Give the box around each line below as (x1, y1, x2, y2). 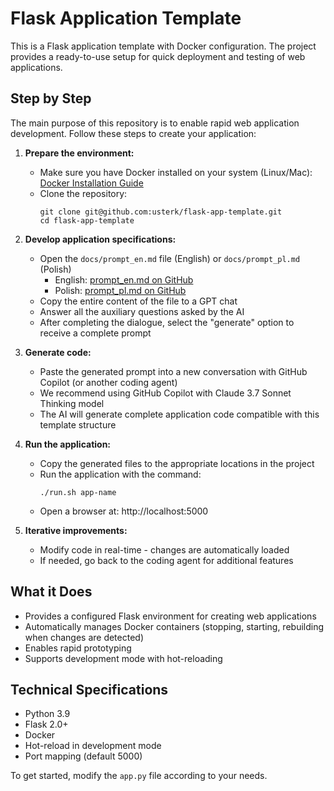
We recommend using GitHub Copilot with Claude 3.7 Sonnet (39, 387, 292, 399)
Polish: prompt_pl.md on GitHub (54, 284, 187, 296)
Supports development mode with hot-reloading (24, 652, 223, 664)
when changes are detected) (24, 631, 145, 643)
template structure (39, 418, 117, 431)
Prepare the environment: (24, 147, 135, 159)
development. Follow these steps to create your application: (10, 127, 257, 139)
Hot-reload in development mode (24, 740, 162, 752)
